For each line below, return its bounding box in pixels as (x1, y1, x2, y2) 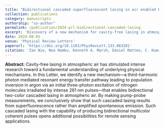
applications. (5, 118, 31, 124)
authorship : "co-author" (5, 20, 56, 26)
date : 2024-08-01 (5, 35, 41, 39)
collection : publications (5, 12, 58, 17)
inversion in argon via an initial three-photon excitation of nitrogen (5, 82, 138, 88)
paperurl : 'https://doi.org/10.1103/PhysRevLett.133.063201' (5, 43, 132, 48)
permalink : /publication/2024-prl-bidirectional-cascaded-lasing (5, 25, 141, 30)
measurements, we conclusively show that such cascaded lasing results (5, 97, 150, 103)
